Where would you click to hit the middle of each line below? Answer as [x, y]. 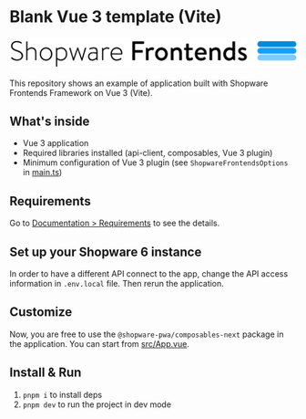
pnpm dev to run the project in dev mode [97, 404]
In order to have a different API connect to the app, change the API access [149, 274]
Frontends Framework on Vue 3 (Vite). [81, 92]
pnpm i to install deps [62, 394]
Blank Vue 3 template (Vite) [116, 17]
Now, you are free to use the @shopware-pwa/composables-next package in [147, 334]
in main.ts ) [42, 173]
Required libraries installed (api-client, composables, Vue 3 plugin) [148, 153]
